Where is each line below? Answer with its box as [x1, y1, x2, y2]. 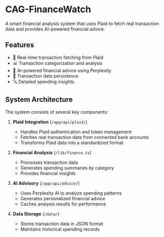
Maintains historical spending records [20, 226, 100, 232]
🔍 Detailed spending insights [12, 78, 75, 85]
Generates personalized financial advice [20, 195, 106, 201]
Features [5, 41, 34, 50]
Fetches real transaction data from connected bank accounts [20, 134, 149, 140]
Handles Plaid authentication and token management [20, 129, 132, 135]
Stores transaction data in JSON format [20, 221, 103, 227]
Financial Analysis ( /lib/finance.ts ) [12, 149, 92, 155]
